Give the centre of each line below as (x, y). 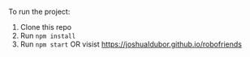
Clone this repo (45, 27)
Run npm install (48, 36)
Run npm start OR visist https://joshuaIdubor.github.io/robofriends (131, 44)
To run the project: (39, 12)
